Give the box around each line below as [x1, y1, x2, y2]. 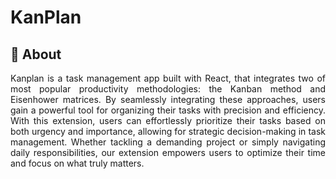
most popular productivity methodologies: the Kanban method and [10, 83, 326, 95]
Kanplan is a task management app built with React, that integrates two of [10, 72, 326, 84]
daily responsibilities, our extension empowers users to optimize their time [10, 147, 326, 158]
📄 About [10, 46, 62, 63]
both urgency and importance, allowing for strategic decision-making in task [10, 126, 326, 137]
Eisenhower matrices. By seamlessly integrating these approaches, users [10, 94, 326, 105]
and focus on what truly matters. [10, 157, 145, 169]
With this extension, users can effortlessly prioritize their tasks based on [10, 115, 326, 126]
